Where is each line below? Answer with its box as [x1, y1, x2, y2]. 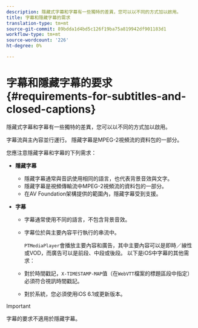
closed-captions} [6, 103, 96, 116]
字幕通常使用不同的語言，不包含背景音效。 [24, 216, 131, 223]
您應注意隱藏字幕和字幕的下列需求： [6, 149, 97, 156]
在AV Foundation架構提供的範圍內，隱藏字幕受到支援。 [24, 190, 162, 197]
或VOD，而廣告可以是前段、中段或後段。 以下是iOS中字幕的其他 [24, 249, 184, 256]
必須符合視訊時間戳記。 [24, 277, 83, 284]
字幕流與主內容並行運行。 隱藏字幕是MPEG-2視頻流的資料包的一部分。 [6, 136, 183, 143]
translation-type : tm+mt [6, 20, 69, 26]
